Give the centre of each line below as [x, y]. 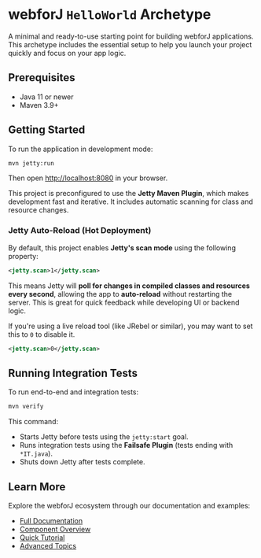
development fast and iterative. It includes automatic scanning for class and [131, 201]
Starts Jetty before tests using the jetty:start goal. [104, 437]
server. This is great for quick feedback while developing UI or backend [124, 302]
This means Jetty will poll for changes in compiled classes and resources [129, 286]
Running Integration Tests [73, 373]
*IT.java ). [36, 453]
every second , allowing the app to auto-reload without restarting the [120, 294]
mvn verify [26, 407]
